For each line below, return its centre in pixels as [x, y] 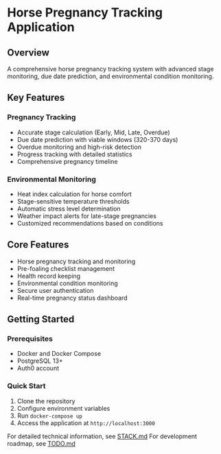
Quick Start [26, 386]
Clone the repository [46, 401]
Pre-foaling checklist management [66, 268]
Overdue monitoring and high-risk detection [79, 147]
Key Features [36, 98]
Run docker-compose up [49, 416]
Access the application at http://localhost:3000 [86, 422]
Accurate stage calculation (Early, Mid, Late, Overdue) [93, 132]
